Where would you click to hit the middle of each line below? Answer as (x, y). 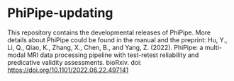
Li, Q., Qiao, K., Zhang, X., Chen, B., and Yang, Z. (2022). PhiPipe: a (105, 47)
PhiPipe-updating (60, 13)
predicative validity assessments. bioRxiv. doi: (74, 62)
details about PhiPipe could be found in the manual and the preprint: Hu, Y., (117, 39)
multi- (213, 47)
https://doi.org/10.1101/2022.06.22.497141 (68, 70)
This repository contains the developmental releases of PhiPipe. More (109, 32)
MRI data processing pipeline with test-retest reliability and (113, 55)
